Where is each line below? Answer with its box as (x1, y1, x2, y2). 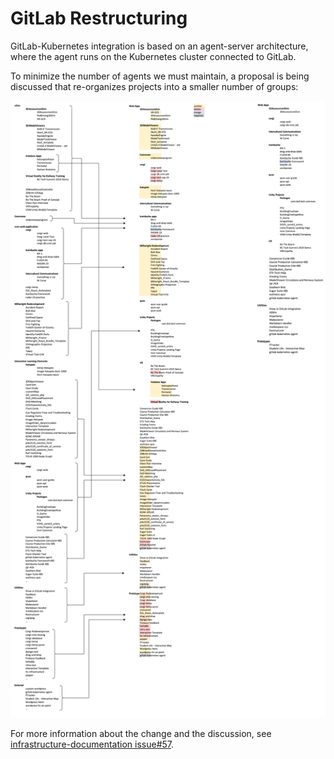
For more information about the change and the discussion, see (10, 727, 272, 739)
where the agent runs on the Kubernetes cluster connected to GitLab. (10, 50, 297, 62)
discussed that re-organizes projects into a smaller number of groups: (10, 80, 299, 92)
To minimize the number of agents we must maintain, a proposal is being (10, 70, 310, 82)
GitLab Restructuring (10, 7, 188, 30)
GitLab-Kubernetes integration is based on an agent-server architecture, (10, 40, 309, 52)
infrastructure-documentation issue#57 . (10, 738, 175, 750)
